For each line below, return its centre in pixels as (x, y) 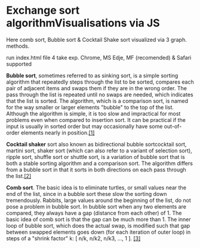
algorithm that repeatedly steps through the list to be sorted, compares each (100, 82)
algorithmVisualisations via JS (83, 23)
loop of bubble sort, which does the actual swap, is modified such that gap (98, 225)
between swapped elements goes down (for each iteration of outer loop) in (99, 232)
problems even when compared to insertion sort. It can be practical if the (96, 120)
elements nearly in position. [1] (58, 133)
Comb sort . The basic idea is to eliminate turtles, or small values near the (96, 187)
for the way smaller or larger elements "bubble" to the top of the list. (90, 107)
